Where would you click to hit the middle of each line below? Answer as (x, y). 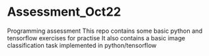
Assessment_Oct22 (64, 12)
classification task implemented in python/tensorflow (82, 45)
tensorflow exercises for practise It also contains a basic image (96, 38)
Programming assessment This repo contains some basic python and (105, 31)
